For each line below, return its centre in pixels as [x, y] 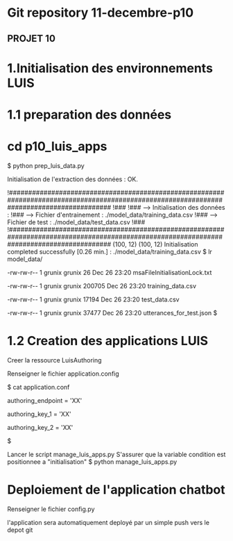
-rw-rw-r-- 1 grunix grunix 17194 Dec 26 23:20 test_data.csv [93, 299]
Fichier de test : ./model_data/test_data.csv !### [76, 222]
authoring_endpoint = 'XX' [45, 400]
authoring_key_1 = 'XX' [39, 414]
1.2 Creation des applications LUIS [108, 341]
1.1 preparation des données [89, 114]
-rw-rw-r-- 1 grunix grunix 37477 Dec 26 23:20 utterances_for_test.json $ [112, 313]
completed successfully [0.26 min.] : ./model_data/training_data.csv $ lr [110, 251]
